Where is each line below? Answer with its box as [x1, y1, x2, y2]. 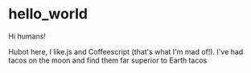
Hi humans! [8, 31, 47, 41]
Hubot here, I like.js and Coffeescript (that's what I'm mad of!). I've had [8, 47, 244, 56]
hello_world [8, 5, 88, 23]
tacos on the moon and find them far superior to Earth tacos [8, 55, 208, 65]
